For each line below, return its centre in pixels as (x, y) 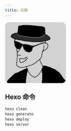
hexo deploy (17, 119)
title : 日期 (16, 10)
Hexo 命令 (20, 97)
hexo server (17, 125)
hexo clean (16, 109)
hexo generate (19, 114)
